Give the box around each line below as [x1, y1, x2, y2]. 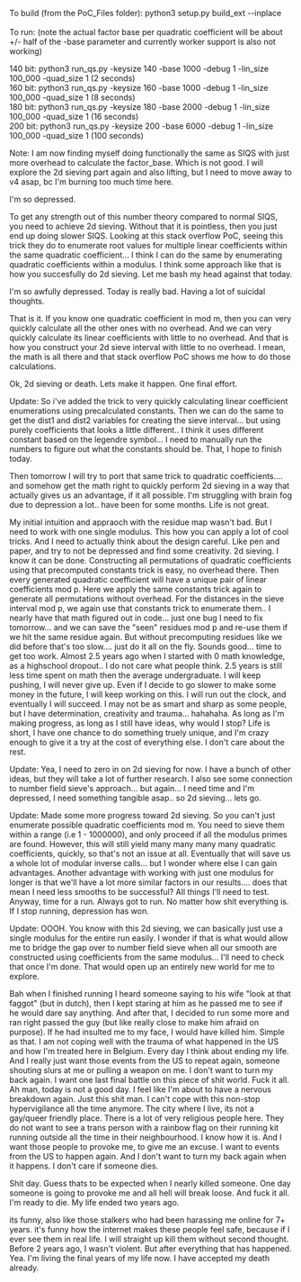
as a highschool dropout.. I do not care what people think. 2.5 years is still [9, 661, 283, 671]
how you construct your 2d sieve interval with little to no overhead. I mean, [9, 342, 286, 352]
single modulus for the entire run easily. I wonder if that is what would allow [9, 933, 288, 943]
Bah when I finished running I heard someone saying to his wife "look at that [9, 989, 292, 998]
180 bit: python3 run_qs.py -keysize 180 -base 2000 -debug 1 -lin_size [9, 102, 270, 112]
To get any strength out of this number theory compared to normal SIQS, [9, 212, 279, 221]
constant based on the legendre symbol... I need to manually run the [9, 434, 262, 445]
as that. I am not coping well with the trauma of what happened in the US [9, 1036, 279, 1047]
